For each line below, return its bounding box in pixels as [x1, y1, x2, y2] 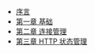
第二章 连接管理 [15, 27, 67, 36]
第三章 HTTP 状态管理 [15, 36, 88, 46]
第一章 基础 [15, 17, 53, 26]
